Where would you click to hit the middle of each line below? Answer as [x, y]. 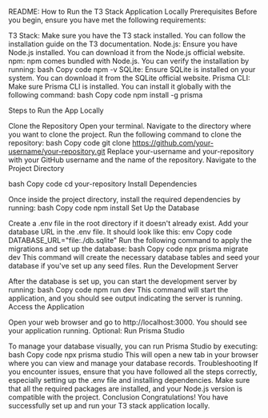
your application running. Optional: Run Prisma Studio [97, 330]
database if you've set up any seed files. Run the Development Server [123, 266]
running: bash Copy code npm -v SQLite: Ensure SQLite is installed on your [132, 70]
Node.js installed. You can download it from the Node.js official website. [127, 52]
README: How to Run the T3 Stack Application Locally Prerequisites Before [133, 12]
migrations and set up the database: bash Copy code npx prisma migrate [128, 249]
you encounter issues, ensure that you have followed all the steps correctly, [133, 372]
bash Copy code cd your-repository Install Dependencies [103, 184]
